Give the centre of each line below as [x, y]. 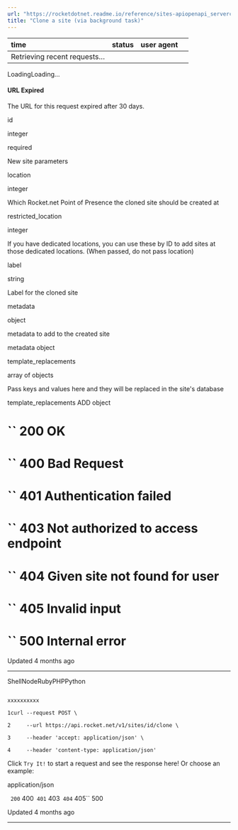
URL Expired [26, 90]
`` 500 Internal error [67, 641]
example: [21, 770]
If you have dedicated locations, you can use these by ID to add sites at [112, 244]
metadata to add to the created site [58, 334]
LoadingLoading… [34, 74]
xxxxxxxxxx [23, 700]
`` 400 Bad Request [66, 464]
